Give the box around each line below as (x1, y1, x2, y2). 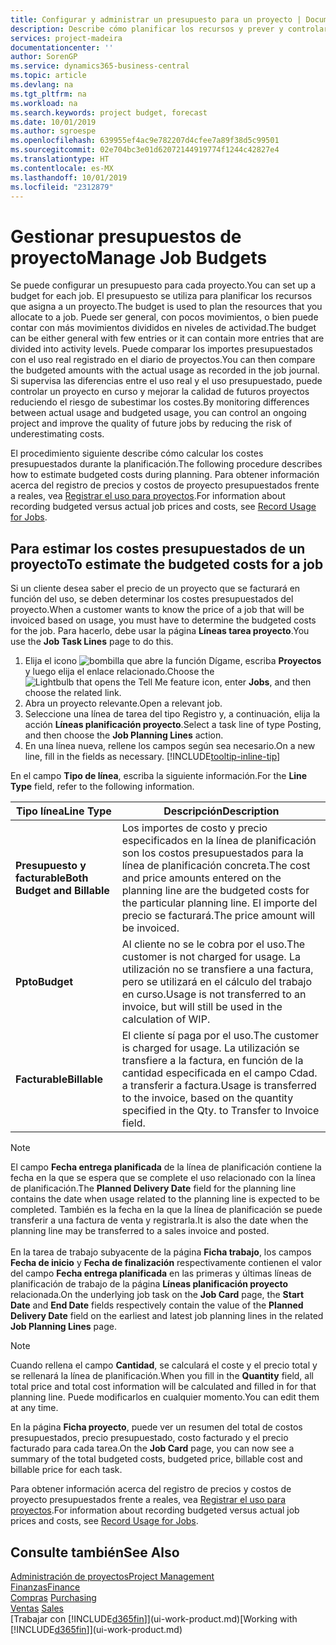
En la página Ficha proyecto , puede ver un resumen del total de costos (10, 1421, 303, 1433)
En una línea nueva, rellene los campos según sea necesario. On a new (24, 740, 316, 752)
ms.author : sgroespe (10, 126, 97, 136)
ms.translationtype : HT (10, 154, 110, 164)
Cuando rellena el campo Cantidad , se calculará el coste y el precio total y (10, 1359, 318, 1371)
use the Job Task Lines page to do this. (10, 636, 174, 648)
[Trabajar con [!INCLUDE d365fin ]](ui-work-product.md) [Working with (10, 1612, 298, 1625)
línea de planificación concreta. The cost (121, 859, 311, 873)
